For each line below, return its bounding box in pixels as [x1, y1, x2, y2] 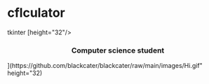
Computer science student [71, 45, 165, 55]
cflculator [7, 5, 65, 21]
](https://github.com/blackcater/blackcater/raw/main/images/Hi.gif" [7, 62, 203, 70]
